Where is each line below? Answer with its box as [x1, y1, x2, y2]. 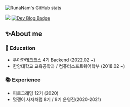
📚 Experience [5, 76, 41, 83]
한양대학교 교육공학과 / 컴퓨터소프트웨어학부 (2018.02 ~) [12, 63, 125, 69]
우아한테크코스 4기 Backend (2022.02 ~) [12, 57, 95, 63]
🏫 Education [5, 45, 35, 52]
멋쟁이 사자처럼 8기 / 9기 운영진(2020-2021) [12, 96, 101, 102]
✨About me [5, 30, 42, 38]
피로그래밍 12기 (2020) [12, 90, 59, 96]
